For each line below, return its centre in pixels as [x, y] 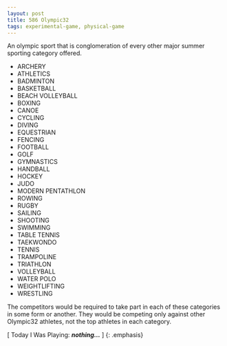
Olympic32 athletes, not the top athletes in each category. [89, 322]
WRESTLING [35, 294]
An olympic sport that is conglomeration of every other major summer [106, 46]
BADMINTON [36, 81]
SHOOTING [33, 221]
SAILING [29, 213]
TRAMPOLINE [37, 257]
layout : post [26, 13]
